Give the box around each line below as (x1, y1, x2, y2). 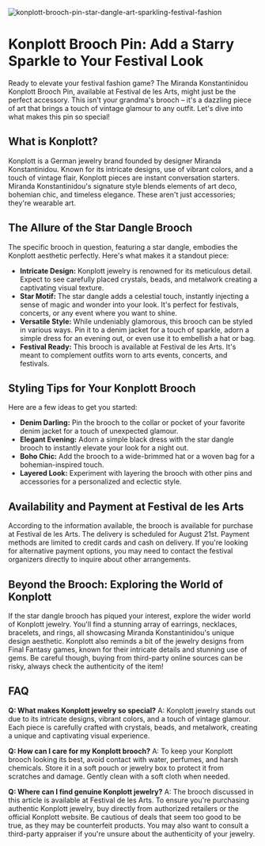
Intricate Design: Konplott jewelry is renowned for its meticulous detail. (19, 266, 253, 275)
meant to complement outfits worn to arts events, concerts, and (19, 350, 228, 360)
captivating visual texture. (19, 282, 104, 293)
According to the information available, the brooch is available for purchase (8, 521, 253, 530)
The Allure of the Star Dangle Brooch (8, 221, 192, 235)
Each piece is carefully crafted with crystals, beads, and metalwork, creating (8, 722, 258, 732)
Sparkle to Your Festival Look (8, 52, 204, 71)
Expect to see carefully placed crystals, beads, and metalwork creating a (19, 274, 258, 284)
